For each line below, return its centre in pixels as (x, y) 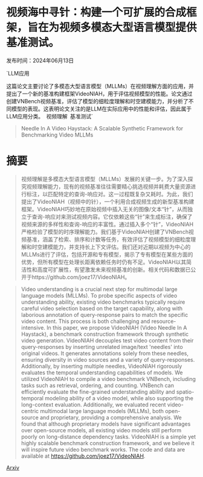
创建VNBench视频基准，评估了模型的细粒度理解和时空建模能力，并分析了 (98, 101)
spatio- (185, 392)
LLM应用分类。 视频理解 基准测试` (50, 116)
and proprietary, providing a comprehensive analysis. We (111, 417)
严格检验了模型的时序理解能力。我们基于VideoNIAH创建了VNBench (105, 232)
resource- (164, 321)
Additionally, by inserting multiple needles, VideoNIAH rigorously (101, 366)
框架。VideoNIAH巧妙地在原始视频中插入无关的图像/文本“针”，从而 (104, 209)
